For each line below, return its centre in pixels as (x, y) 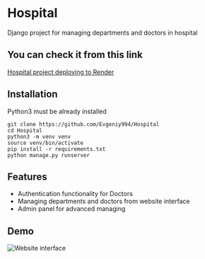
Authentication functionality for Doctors (75, 194)
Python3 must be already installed (57, 111)
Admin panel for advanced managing (71, 209)
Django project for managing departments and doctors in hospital (102, 33)
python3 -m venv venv (39, 137)
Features (27, 177)
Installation (33, 94)
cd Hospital (25, 130)
